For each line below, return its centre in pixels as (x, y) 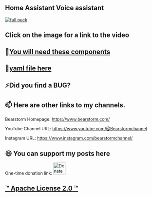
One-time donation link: (29, 173)
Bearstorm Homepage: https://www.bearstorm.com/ (57, 119)
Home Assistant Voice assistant (55, 8)
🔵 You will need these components (58, 51)
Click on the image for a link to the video (67, 35)
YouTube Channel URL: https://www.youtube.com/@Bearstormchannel (76, 129)
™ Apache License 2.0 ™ (42, 188)
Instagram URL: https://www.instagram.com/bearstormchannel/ (69, 138)
